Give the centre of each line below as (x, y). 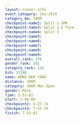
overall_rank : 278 (23, 59)
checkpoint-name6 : (23, 41)
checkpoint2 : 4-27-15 (27, 104)
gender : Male (18, 91)
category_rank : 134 (25, 68)
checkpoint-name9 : (23, 54)
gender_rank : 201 (22, 63)
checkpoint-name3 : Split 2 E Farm (40, 28)
